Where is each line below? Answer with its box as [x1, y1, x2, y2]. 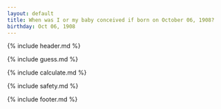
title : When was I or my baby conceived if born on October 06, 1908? [7, 17, 215, 23]
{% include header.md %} [7, 42, 81, 50]
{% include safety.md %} [7, 82, 79, 90]
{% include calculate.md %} [7, 68, 87, 77]
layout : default [7, 10, 54, 17]
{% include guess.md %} [7, 55, 78, 63]
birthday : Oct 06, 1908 [7, 23, 76, 30]
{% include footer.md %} [7, 95, 78, 103]
